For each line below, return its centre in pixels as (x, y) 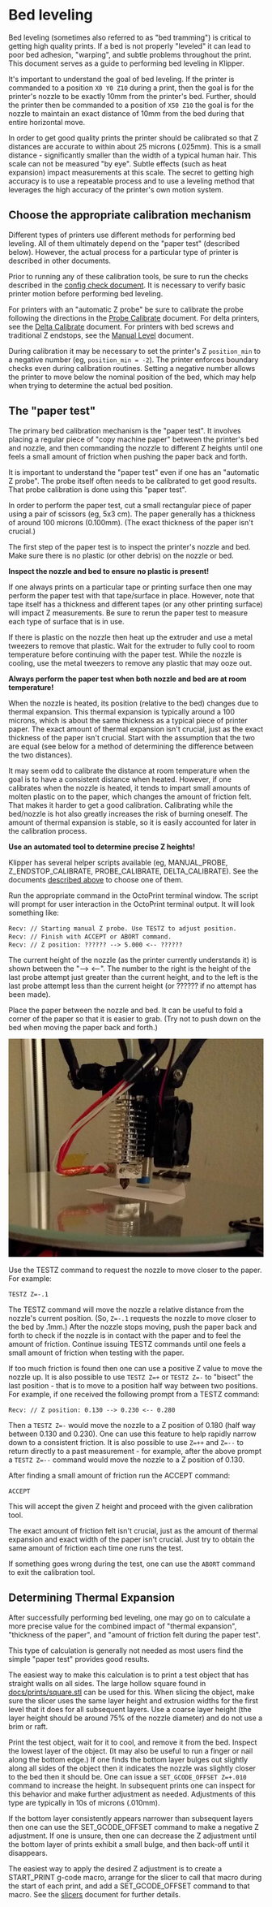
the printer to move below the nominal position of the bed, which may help (132, 377)
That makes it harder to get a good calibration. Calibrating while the (121, 805)
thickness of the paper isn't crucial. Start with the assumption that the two (132, 737)
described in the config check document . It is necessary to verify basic (127, 285)
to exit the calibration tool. (52, 1572)
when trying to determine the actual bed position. (91, 385)
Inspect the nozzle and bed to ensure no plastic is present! (109, 571)
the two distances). (40, 755)
